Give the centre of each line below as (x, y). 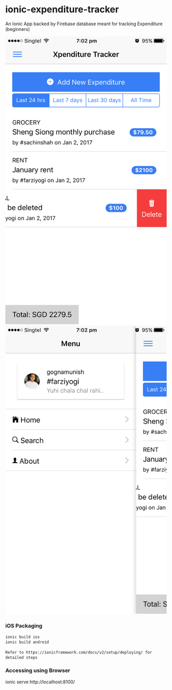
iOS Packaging (24, 626)
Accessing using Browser (38, 670)
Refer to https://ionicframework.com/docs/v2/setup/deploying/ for (79, 652)
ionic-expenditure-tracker (62, 10)
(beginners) (18, 29)
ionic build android (27, 642)
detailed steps (21, 658)
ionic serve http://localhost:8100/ (40, 682)
